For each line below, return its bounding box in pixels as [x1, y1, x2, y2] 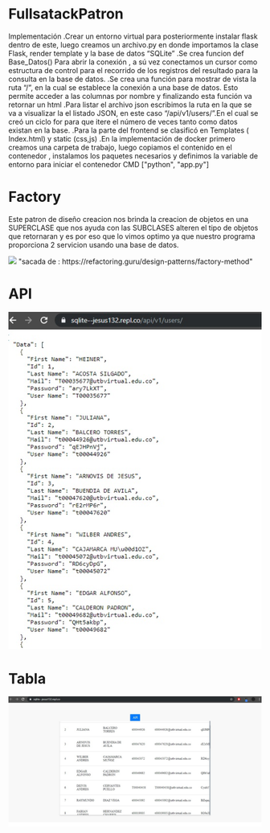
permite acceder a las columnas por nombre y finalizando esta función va [8, 91, 252, 101]
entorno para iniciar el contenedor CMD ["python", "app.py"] [8, 159, 210, 169]
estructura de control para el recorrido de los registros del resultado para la [8, 65, 259, 75]
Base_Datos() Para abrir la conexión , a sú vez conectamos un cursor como [8, 57, 258, 67]
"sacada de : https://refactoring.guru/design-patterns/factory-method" [18, 256, 253, 266]
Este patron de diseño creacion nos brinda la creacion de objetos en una [8, 214, 249, 224]
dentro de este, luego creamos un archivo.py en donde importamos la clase [8, 39, 259, 49]
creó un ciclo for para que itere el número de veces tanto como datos [8, 117, 239, 126]
